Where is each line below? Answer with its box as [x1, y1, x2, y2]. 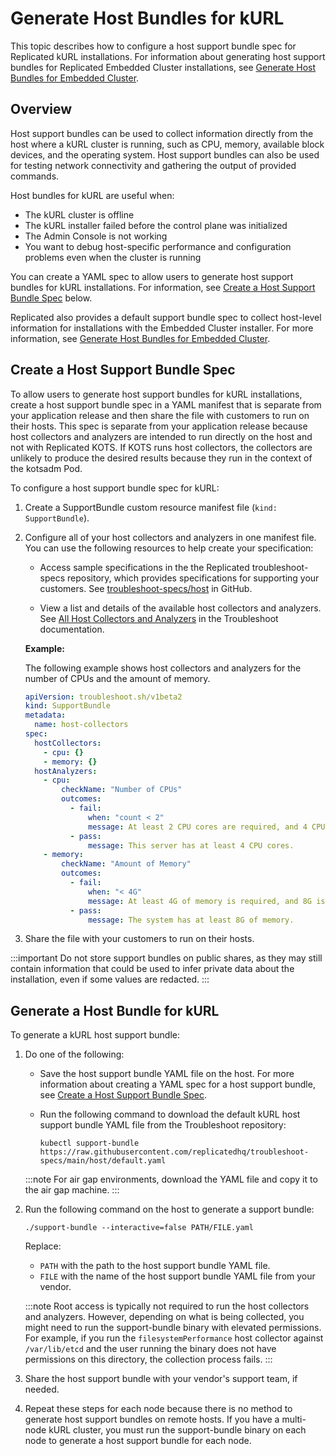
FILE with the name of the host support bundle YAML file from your [39, 1270, 316, 1282]
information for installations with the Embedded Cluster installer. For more [10, 322, 314, 334]
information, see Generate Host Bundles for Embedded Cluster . [10, 332, 271, 344]
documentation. [39, 623, 105, 635]
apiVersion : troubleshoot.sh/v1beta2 [24, 692, 183, 702]
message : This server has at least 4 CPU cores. [88, 840, 295, 851]
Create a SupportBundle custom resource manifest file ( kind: [24, 501, 278, 513]
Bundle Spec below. [10, 292, 93, 304]
